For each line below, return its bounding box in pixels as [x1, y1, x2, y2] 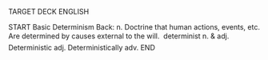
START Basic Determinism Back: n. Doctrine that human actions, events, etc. [8, 22, 260, 31]
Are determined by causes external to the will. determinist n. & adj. [8, 31, 230, 41]
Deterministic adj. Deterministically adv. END [8, 43, 156, 52]
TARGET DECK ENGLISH [8, 7, 90, 16]
